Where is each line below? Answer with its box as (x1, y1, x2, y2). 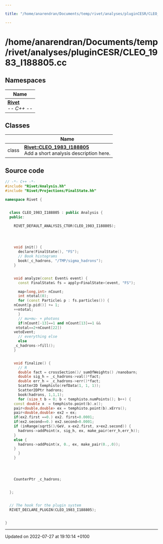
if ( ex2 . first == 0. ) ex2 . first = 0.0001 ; (14, 415, 95, 420)
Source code (5, 166, 45, 175)
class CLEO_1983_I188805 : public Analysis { (9, 210, 103, 215)
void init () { (14, 245, 42, 250)
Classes (5, 122, 30, 130)
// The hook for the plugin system (9, 503, 81, 508)
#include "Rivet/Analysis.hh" (5, 184, 66, 189)
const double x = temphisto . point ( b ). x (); (14, 401, 103, 406)
